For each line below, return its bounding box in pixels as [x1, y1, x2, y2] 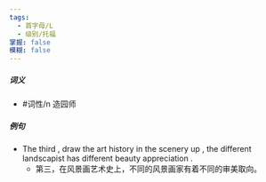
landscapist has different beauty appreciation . [21, 153, 193, 164]
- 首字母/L [17, 21, 53, 30]
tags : [9, 12, 29, 22]
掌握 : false [9, 37, 51, 47]
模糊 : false [9, 46, 51, 55]
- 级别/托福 [17, 29, 56, 38]
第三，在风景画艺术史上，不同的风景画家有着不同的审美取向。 [35, 163, 262, 174]
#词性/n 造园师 [21, 99, 77, 109]
